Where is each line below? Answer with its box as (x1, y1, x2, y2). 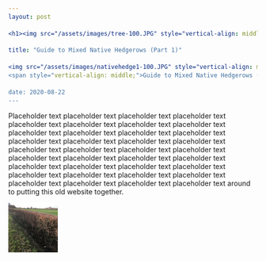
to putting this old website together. (8, 186, 124, 196)
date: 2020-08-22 (8, 88, 66, 96)
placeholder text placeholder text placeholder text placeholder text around (8, 178, 251, 188)
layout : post (8, 13, 51, 21)
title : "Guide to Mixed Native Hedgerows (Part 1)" (8, 46, 182, 55)
